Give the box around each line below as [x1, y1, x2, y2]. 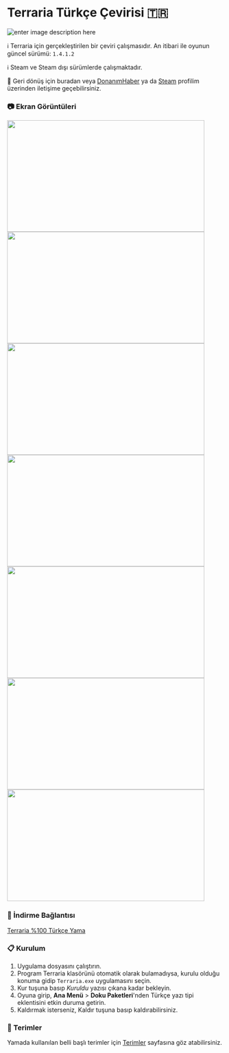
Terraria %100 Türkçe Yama [7, 926, 86, 934]
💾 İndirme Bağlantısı [7, 911, 75, 921]
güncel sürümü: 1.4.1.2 [7, 49, 75, 58]
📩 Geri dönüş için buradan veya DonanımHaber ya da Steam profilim [7, 77, 200, 85]
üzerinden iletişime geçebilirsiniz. [7, 84, 101, 92]
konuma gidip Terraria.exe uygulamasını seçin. [16, 976, 152, 984]
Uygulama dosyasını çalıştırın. [16, 962, 101, 970]
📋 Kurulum [7, 944, 46, 953]
